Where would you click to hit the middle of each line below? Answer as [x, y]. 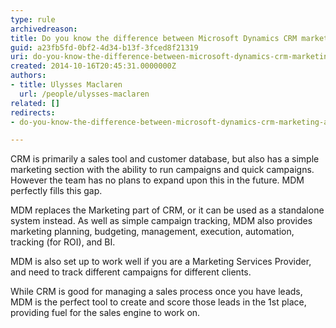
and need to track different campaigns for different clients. [131, 272]
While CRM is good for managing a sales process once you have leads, [156, 292]
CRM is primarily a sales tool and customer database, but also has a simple [165, 159]
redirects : [33, 112]
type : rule [33, 19]
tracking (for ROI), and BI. [63, 242]
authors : [28, 76]
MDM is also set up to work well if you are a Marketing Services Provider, [161, 262]
